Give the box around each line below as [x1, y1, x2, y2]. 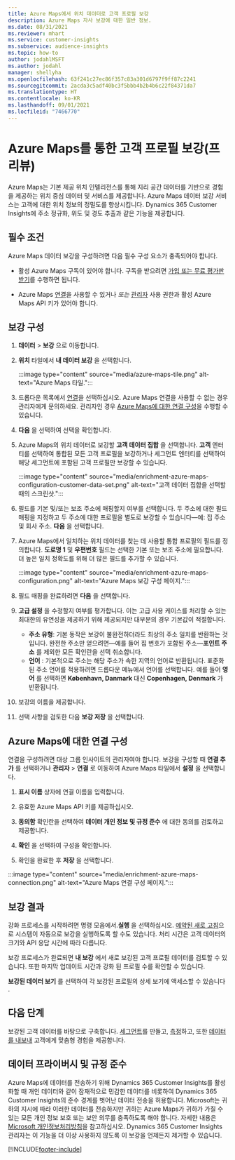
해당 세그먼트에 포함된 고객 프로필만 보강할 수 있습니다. [17, 458, 168, 467]
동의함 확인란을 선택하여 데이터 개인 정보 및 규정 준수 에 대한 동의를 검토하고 [17, 818, 224, 826]
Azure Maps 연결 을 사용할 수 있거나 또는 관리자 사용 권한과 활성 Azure [17, 290, 212, 298]
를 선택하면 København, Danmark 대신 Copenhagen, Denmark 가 [36, 674, 223, 683]
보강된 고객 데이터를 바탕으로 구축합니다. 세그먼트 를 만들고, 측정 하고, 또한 [8, 1027, 208, 1035]
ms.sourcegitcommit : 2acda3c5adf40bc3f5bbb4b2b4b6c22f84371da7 [8, 82, 197, 89]
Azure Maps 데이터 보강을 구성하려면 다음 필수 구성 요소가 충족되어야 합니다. [8, 251, 218, 260]
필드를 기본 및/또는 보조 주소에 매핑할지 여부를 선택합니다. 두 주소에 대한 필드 [17, 505, 228, 513]
